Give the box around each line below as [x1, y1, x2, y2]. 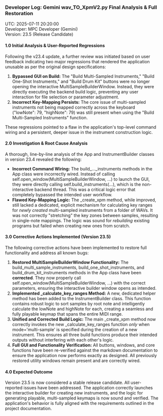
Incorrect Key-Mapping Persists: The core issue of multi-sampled [12, 99, 146, 105]
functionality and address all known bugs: [5, 250, 89, 256]
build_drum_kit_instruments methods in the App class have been [12, 269, 142, 275]
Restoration [5, 10, 33, 17]
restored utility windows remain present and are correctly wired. [12, 358, 141, 363]
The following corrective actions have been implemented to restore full [5, 245, 147, 250]
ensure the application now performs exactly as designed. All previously [12, 352, 157, 358]
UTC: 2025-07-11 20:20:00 [5, 21, 59, 27]
